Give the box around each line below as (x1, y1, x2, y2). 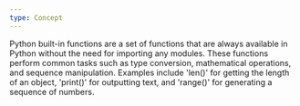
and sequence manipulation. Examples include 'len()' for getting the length (9, 67, 290, 78)
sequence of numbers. (9, 86, 95, 97)
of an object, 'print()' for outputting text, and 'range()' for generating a (9, 76, 273, 87)
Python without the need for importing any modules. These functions (9, 47, 269, 59)
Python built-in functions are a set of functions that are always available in (9, 38, 288, 49)
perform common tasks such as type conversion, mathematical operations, (9, 57, 292, 68)
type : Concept (9, 13, 64, 23)
